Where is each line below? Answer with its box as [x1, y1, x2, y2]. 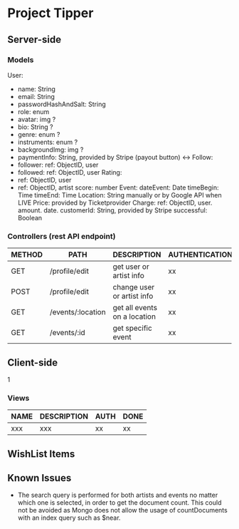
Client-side [7, 356, 58, 369]
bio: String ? [17, 123, 53, 131]
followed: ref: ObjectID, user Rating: [17, 168, 122, 176]
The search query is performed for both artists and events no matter [17, 491, 218, 500]
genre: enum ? [17, 130, 60, 138]
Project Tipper [7, 5, 94, 21]
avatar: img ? [17, 115, 56, 123]
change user [112, 282, 155, 292]
